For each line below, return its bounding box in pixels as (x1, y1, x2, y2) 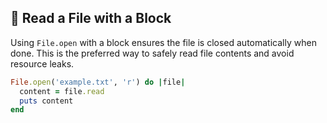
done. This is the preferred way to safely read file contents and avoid (10, 47, 295, 59)
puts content (19, 96, 74, 106)
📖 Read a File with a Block (10, 10, 172, 27)
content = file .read (19, 86, 105, 96)
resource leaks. (10, 57, 75, 70)
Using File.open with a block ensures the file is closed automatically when (10, 36, 317, 48)
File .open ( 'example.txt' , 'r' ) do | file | (10, 77, 186, 87)
